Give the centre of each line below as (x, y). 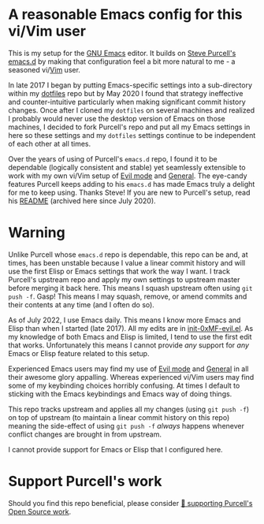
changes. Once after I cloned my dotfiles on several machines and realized (132, 110)
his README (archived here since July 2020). (82, 201)
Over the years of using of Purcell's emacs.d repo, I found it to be (113, 158)
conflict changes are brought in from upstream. (85, 434)
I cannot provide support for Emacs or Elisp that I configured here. (115, 449)
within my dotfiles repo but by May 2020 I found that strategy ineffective (126, 93)
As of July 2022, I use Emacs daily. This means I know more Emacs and (125, 320)
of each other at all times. (50, 143)
